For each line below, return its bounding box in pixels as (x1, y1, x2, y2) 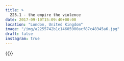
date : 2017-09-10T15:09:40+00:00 (5, 17, 77, 22)
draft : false (5, 31, 33, 36)
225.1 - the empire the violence (10, 12, 81, 17)
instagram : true (5, 36, 40, 42)
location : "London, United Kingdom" (5, 22, 83, 27)
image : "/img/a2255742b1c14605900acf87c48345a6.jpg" (5, 27, 120, 32)
